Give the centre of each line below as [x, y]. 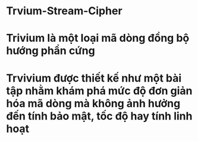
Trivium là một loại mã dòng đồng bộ [98, 38]
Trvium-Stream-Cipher [65, 11]
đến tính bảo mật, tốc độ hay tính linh [99, 116]
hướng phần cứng [51, 51]
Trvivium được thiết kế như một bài [94, 78]
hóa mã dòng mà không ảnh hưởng [93, 103]
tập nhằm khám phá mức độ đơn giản [99, 91]
